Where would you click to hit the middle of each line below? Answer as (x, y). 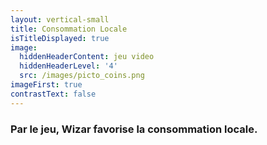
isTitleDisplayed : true (60, 38)
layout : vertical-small (60, 19)
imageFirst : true (46, 85)
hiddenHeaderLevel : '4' (68, 66)
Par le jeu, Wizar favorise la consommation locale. (134, 129)
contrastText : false (53, 94)
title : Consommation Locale (69, 29)
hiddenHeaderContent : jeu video (87, 57)
